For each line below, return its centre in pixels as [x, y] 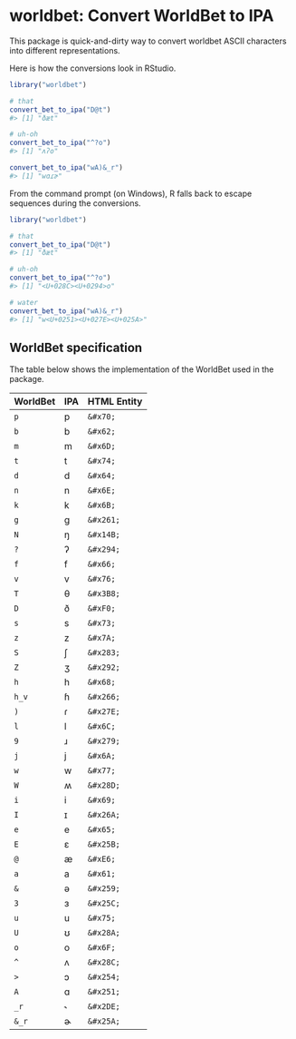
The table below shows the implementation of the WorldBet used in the [142, 369]
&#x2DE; [104, 1007]
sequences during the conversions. [76, 203]
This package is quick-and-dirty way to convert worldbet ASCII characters [148, 41]
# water [24, 302]
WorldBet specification [76, 347]
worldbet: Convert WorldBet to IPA [142, 16]
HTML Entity [115, 402]
